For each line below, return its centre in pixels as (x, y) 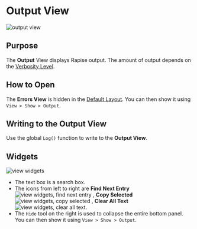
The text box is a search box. (50, 182)
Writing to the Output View (56, 124)
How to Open (30, 85)
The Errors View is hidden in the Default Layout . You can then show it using (98, 99)
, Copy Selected (113, 195)
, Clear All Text (110, 201)
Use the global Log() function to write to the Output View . (77, 138)
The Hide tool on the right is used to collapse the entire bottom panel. (99, 214)
